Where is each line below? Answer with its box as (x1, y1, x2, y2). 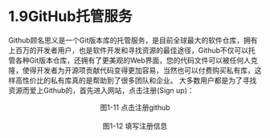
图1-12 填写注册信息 (102, 121, 168, 131)
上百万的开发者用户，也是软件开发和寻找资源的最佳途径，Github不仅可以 (8, 45, 249, 55)
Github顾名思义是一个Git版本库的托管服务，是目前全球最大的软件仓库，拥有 (8, 35, 258, 45)
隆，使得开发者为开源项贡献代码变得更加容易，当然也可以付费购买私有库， (8, 65, 255, 75)
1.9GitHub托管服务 (8, 7, 133, 26)
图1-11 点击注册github (100, 102, 170, 112)
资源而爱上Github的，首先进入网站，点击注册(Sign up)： (8, 85, 194, 95)
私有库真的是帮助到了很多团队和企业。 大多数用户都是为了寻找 (50, 75, 257, 85)
